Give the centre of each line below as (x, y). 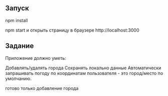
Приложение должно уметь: (36, 58)
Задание (20, 46)
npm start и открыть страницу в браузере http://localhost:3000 (72, 30)
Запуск (17, 8)
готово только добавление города (42, 88)
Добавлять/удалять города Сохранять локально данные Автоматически (83, 68)
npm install (17, 20)
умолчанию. (18, 78)
